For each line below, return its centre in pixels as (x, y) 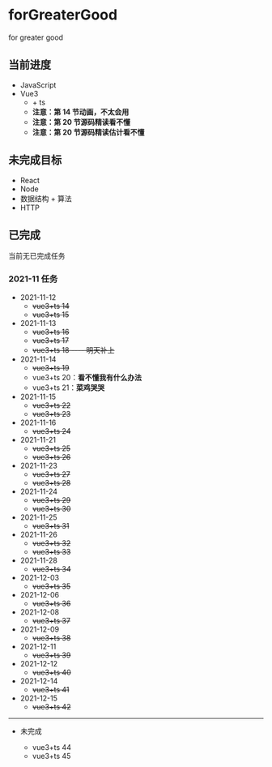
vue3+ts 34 (51, 568)
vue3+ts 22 (51, 405)
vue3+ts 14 (51, 306)
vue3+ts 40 (51, 672)
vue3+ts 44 (51, 747)
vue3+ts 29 (51, 499)
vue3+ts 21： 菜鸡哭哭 (68, 388)
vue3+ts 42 (51, 706)
